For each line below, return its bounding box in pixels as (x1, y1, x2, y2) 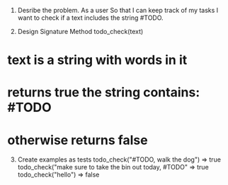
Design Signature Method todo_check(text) (17, 28, 144, 35)
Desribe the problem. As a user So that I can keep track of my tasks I (17, 6, 219, 14)
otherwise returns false (7, 132, 148, 148)
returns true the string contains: (7, 84, 200, 101)
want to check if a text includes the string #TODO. (17, 13, 164, 22)
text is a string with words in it (7, 52, 188, 68)
